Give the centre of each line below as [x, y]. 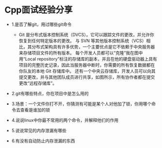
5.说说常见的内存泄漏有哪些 [39, 130]
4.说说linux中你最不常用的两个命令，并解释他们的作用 [65, 120]
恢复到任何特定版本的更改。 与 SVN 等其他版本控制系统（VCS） [82, 41]
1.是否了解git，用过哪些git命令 [41, 24]
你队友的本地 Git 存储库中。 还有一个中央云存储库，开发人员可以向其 [87, 71]
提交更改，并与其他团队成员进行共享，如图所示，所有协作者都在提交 [87, 77]
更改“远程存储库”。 [38, 83]
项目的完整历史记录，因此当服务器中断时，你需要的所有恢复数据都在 [87, 65]
